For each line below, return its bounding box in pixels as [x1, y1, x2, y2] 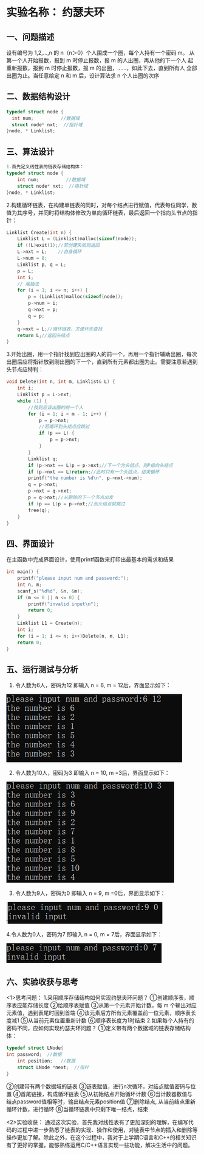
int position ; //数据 [17, 1058, 76, 1064]
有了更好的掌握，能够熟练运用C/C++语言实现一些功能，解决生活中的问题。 [6, 1141, 194, 1149]
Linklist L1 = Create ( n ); [17, 620, 83, 627]
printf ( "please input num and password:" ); [17, 575, 129, 582]
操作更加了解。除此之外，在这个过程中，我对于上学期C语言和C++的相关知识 [6, 1133, 197, 1141]
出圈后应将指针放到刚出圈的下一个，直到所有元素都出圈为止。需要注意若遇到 [6, 358, 198, 366]
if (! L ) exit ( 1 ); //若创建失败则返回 [17, 242, 100, 249]
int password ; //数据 [6, 1052, 62, 1058]
